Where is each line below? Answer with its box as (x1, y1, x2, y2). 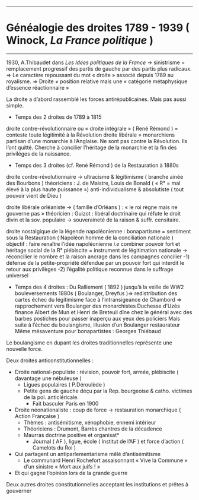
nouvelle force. (6, 345, 43, 352)
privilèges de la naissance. (6, 150, 71, 157)
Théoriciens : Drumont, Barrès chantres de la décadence (23, 425, 162, 432)
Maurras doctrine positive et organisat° (23, 431, 120, 438)
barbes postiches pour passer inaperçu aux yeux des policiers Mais (14, 315, 181, 322)
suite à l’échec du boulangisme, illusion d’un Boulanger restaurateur (14, 321, 181, 328)
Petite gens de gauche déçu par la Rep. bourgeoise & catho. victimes (23, 387, 192, 394)
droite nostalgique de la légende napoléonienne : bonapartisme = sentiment (6, 227, 191, 235)
